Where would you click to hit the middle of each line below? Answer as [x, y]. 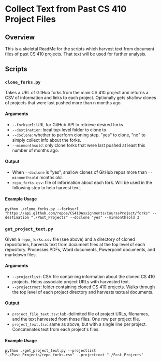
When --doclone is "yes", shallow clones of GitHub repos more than [80, 172]
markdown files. [21, 255]
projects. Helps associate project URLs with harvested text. [71, 281]
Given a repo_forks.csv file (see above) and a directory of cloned [70, 239]
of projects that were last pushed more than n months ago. [63, 102]
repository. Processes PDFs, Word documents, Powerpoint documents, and [80, 249]
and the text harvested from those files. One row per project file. [76, 319]
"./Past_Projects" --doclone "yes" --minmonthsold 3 [85, 218]
